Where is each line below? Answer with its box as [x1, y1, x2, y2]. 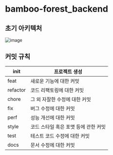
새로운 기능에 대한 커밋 [30, 77, 79, 84]
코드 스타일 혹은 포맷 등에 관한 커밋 [30, 123, 106, 130]
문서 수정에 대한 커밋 [30, 141, 75, 148]
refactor [7, 86, 26, 93]
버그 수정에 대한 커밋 [30, 105, 75, 112]
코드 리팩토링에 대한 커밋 [30, 87, 84, 94]
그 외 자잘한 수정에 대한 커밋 [30, 96, 91, 103]
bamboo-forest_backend [5, 3, 109, 15]
